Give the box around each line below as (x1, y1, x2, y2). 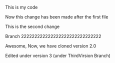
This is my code (5, 4, 38, 10)
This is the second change (5, 23, 60, 29)
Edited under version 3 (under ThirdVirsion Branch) (5, 52, 111, 58)
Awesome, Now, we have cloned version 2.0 (5, 43, 96, 49)
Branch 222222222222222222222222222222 (5, 33, 101, 39)
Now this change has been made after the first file (5, 14, 108, 19)
